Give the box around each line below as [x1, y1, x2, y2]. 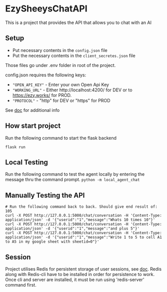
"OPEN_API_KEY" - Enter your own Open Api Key [12, 81, 109, 87]
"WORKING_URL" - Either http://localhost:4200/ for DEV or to [12, 87, 132, 93]
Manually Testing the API [5, 191, 85, 200]
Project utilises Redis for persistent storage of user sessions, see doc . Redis [5, 266, 161, 272]
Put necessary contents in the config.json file [12, 47, 107, 53]
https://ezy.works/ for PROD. [12, 92, 72, 98]
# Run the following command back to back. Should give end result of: [5, 204, 157, 210]
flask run [5, 144, 26, 150]
